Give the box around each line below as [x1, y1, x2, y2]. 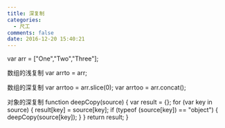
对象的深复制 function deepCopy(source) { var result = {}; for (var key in [7, 98, 213, 107]
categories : [7, 17, 42, 23]
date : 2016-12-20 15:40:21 [7, 36, 85, 43]
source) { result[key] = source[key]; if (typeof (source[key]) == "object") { [7, 106, 219, 114]
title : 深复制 [7, 10, 45, 17]
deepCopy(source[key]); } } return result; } [7, 113, 129, 121]
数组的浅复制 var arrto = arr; [7, 69, 88, 77]
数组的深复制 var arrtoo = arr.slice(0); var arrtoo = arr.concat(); [7, 83, 186, 92]
